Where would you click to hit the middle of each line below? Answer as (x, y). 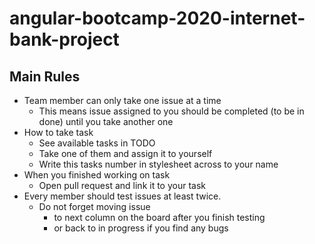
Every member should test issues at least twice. (122, 196)
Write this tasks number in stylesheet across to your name (158, 164)
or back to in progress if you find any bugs (141, 228)
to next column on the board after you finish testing (159, 217)
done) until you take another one (106, 121)
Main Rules (45, 76)
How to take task (58, 132)
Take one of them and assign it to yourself (125, 153)
